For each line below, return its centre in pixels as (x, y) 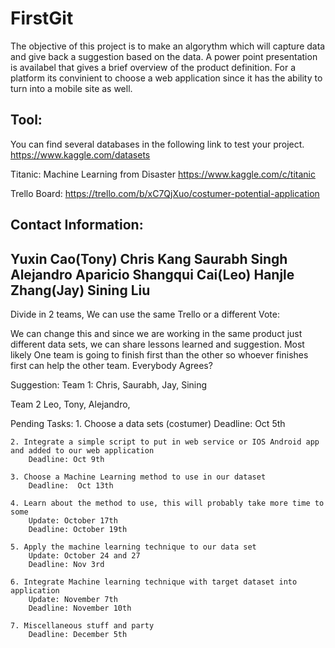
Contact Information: (77, 225)
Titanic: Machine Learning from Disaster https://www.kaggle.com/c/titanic (163, 174)
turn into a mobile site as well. (71, 88)
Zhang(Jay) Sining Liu (80, 290)
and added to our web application (82, 450)
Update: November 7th (73, 599)
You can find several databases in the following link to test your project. (157, 144)
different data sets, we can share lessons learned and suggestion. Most (157, 344)
